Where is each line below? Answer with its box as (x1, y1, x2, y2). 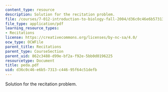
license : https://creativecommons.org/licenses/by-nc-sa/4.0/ (5, 35, 137, 40)
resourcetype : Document (5, 58, 55, 63)
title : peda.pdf (5, 63, 39, 68)
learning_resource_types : (5, 26, 59, 31)
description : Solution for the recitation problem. (5, 12, 115, 17)
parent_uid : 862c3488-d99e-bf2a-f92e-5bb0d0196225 (5, 53, 113, 59)
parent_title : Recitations (5, 44, 61, 49)
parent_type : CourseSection (5, 49, 64, 54)
